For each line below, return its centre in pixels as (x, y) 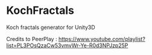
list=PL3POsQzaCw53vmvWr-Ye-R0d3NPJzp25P (67, 45)
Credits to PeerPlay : (32, 39)
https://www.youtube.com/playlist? (102, 39)
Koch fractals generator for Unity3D (51, 27)
